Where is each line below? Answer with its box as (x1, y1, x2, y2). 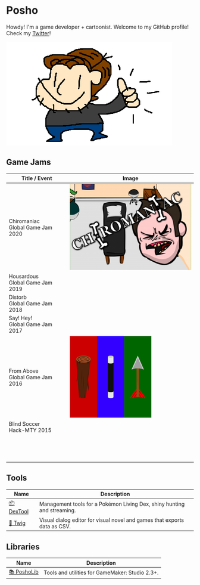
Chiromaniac (8, 218, 40, 225)
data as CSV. (39, 522, 71, 530)
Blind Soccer (8, 420, 40, 427)
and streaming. (39, 506, 76, 513)
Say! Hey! (8, 314, 33, 322)
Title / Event (21, 175, 52, 182)
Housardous (8, 273, 39, 280)
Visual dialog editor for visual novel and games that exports (39, 516, 185, 524)
